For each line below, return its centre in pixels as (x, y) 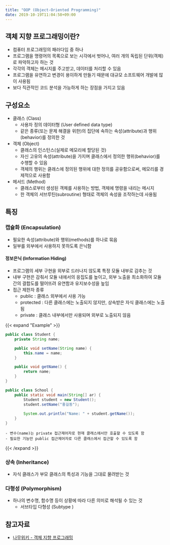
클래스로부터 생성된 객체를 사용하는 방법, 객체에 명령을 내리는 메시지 (87, 188)
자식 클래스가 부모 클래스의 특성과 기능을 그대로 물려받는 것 (71, 474)
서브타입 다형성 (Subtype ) (47, 507)
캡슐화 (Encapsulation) (33, 228)
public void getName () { (41, 367)
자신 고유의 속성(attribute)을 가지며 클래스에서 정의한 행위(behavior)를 (90, 156)
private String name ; (37, 339)
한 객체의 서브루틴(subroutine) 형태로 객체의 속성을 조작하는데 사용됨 (89, 194)
